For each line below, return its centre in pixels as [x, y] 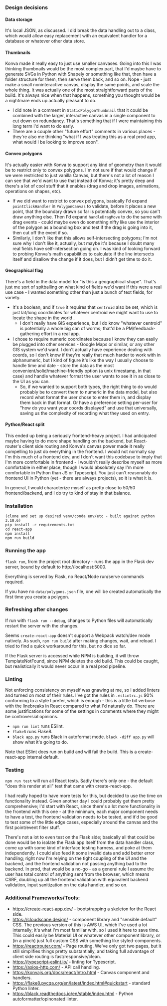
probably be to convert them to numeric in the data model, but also [88, 392]
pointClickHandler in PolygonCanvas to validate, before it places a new [84, 206]
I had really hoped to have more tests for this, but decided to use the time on [84, 796]
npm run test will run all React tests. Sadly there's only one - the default [79, 781]
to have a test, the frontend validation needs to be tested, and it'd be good [82, 817]
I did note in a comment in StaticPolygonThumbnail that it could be [80, 110]
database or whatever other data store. [45, 41]
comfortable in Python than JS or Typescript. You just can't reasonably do [81, 472]
